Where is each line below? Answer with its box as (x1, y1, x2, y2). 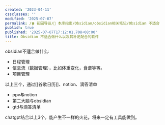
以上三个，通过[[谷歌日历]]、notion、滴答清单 (5, 81, 97, 87)
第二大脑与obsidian (12, 98, 52, 104)
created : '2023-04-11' (5, 7, 52, 12)
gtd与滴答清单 (12, 104, 41, 110)
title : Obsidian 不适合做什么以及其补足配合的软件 (5, 35, 99, 40)
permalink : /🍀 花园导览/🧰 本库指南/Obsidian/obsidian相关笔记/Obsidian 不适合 (5, 21, 160, 26)
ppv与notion (12, 91, 37, 98)
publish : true (5, 25, 34, 30)
